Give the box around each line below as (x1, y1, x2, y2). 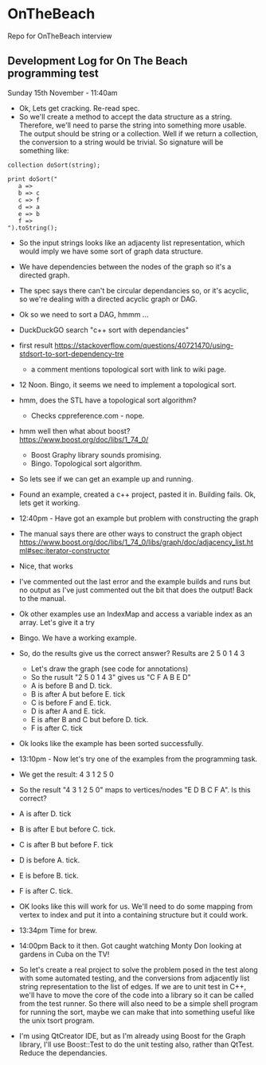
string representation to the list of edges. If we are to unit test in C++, (18, 981, 247, 991)
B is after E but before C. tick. (18, 824, 116, 834)
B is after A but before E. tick (30, 689, 125, 698)
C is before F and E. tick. (30, 698, 112, 707)
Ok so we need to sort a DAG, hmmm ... (18, 309, 149, 319)
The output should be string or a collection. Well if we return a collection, (18, 128, 258, 138)
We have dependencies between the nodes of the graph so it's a (18, 261, 232, 271)
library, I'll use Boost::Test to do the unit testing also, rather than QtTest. (18, 1039, 255, 1049)
